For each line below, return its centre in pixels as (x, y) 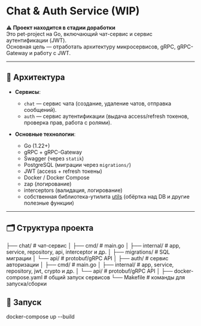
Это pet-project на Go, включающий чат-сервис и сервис (79, 33)
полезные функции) (49, 203)
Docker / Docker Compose (57, 177)
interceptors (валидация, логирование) (73, 190)
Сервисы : (28, 92)
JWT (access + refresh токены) (63, 171)
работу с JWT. (52, 53)
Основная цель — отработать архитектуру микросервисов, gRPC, (91, 47)
